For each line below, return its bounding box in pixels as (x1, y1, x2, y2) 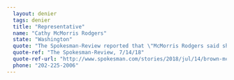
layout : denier (13, 10, 57, 17)
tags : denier (13, 17, 51, 24)
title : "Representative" (13, 23, 85, 30)
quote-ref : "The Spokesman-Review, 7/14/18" (13, 49, 145, 56)
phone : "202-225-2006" (13, 62, 79, 69)
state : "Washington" (13, 36, 73, 43)
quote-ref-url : (13, 56, 57, 63)
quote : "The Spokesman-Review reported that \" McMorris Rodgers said (13, 42, 219, 49)
